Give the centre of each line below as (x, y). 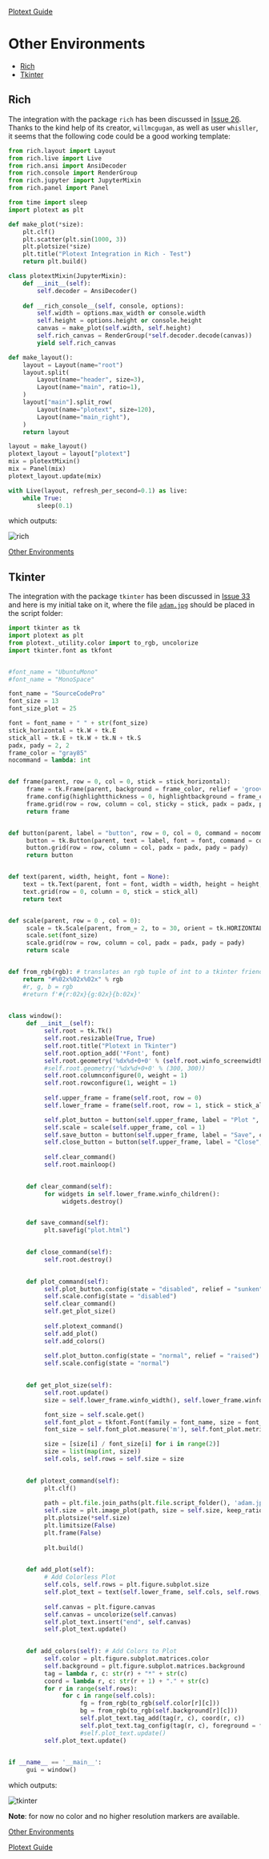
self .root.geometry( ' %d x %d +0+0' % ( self (112, 1060)
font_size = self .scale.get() (94, 1414)
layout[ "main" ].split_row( (68, 402)
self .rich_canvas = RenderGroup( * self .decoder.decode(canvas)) (145, 336)
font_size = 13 (34, 701)
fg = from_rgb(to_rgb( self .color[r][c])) (150, 1704)
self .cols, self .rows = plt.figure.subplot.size (126, 1585)
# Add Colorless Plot (80, 1577)
